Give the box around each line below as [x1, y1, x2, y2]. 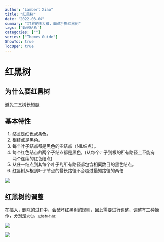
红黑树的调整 [5, 192, 44, 201]
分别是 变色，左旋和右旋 [13, 213, 56, 219]
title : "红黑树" [5, 12, 36, 17]
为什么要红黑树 [5, 87, 50, 96]
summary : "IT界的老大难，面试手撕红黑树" [5, 21, 81, 26]
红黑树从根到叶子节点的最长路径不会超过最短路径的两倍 [12, 168, 123, 174]
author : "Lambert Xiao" [5, 7, 54, 12]
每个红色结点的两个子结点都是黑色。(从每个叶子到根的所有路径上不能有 [12, 149, 155, 155]
